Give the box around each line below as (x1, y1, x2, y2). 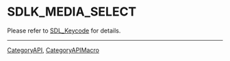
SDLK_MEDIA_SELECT (7, 4, 137, 20)
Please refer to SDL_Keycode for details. (7, 26, 121, 35)
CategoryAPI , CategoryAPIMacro (7, 45, 99, 54)
